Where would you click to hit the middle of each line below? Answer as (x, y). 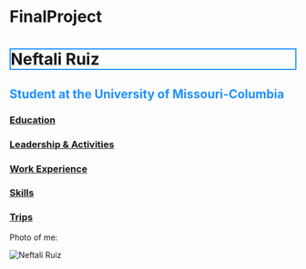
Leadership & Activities (62, 144)
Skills (22, 193)
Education (33, 120)
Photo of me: (34, 237)
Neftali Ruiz (55, 60)
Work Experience (49, 168)
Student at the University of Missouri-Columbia (147, 94)
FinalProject (56, 17)
